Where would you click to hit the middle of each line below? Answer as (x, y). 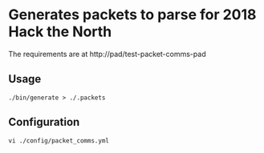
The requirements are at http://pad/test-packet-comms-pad (107, 54)
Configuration (44, 122)
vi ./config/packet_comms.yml (59, 141)
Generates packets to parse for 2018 (132, 15)
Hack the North (60, 32)
